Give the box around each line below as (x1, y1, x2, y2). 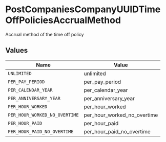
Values (5, 46, 28, 55)
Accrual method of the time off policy (5, 31, 84, 37)
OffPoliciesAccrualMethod (5, 14, 121, 26)
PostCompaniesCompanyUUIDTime (5, 4, 161, 15)
